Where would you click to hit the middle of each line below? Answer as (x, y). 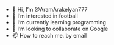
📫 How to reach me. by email (49, 36)
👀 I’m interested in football (45, 16)
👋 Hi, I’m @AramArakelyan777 (50, 9)
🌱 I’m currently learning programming (59, 22)
